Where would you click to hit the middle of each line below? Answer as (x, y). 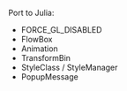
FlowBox (37, 39)
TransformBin (46, 58)
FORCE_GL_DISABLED (61, 30)
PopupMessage (49, 77)
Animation (39, 49)
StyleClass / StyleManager (69, 67)
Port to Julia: (31, 13)
